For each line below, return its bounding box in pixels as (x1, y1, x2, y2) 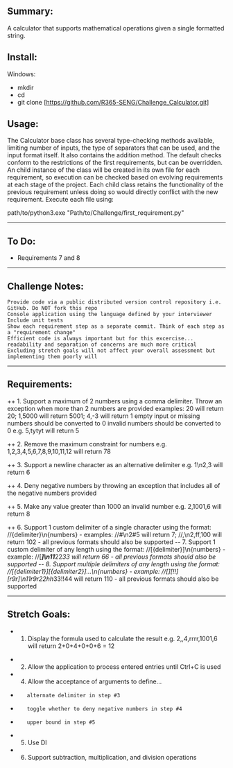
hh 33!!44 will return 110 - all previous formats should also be (46, 575, 219, 583)
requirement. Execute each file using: (7, 195, 114, 204)
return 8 (7, 509, 31, 518)
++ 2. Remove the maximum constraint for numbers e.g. (7, 439, 168, 448)
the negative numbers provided (7, 489, 97, 497)
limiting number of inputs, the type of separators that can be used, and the (7, 143, 221, 152)
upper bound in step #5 (26, 719, 96, 726)
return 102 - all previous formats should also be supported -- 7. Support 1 (7, 537, 216, 546)
